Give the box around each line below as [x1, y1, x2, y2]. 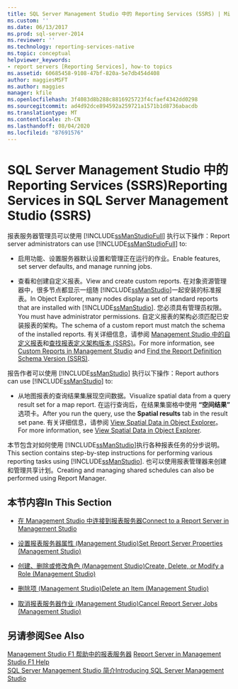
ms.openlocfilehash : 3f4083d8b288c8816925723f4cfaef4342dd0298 [7, 96, 198, 103]
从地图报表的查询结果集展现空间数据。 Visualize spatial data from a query [17, 391, 231, 400]
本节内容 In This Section [7, 496, 112, 508]
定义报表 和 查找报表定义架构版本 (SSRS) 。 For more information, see [17, 339, 215, 347]
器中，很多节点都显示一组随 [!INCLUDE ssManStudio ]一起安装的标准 [17, 286, 216, 294]
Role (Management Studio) [17, 570, 96, 578]
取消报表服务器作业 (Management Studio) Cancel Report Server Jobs [17, 600, 218, 608]
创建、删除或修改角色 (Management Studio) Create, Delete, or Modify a [17, 561, 225, 571]
